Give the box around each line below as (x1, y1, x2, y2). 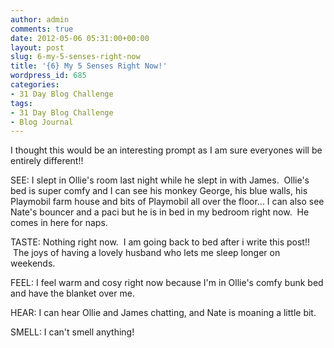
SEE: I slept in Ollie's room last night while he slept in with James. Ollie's (10, 174, 310, 186)
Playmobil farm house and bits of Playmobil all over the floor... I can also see (10, 196, 325, 208)
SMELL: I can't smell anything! (10, 326, 135, 338)
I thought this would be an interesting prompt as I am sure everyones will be (10, 144, 323, 156)
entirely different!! (10, 155, 84, 167)
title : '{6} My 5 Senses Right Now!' (10, 61, 168, 71)
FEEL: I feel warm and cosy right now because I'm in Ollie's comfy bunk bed (10, 277, 324, 289)
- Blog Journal (10, 117, 74, 127)
